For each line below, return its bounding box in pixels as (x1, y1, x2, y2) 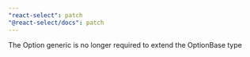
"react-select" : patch (8, 11, 83, 20)
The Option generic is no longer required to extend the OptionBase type (8, 40, 243, 49)
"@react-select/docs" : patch (8, 19, 104, 27)
